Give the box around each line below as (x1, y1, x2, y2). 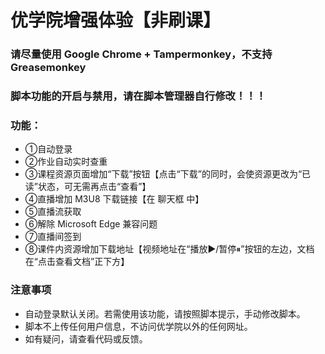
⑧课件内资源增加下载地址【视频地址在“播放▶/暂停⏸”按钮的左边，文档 (24, 243, 315, 255)
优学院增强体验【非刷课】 (10, 9, 222, 32)
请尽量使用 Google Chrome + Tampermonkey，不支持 (10, 47, 273, 61)
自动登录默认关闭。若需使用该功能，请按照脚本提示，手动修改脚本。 (24, 307, 306, 320)
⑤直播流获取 (24, 206, 82, 218)
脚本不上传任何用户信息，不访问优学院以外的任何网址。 (24, 320, 253, 332)
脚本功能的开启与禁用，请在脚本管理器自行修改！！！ (10, 89, 267, 103)
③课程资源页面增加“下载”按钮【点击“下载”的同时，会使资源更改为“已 (24, 168, 312, 180)
